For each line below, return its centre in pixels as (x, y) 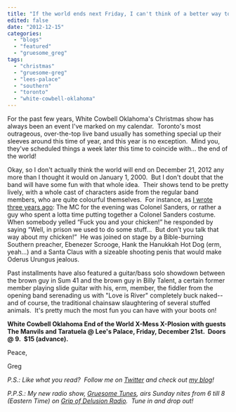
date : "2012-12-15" (36, 27)
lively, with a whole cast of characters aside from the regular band (103, 192)
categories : (25, 33)
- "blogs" (28, 40)
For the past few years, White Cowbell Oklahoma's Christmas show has (111, 119)
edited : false (28, 20)
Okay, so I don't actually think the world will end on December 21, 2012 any (116, 170)
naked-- (211, 295)
